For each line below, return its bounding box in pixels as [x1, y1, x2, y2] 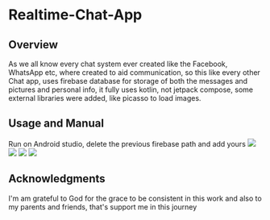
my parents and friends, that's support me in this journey [8, 201, 197, 211]
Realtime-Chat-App [8, 6, 143, 24]
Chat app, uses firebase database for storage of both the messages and [8, 77, 248, 85]
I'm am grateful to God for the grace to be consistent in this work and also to [8, 193, 262, 203]
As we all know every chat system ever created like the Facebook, [8, 59, 228, 68]
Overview [8, 38, 59, 52]
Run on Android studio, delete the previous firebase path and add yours [8, 139, 246, 148]
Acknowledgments [8, 172, 106, 186]
